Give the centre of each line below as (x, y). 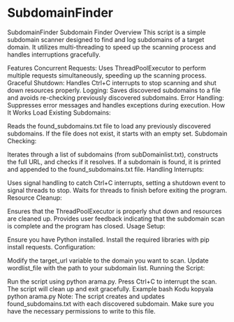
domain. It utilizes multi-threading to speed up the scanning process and (112, 47)
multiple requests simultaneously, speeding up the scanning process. (107, 75)
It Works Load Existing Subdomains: (59, 112)
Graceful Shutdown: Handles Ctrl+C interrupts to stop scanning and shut (112, 82)
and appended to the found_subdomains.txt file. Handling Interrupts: (106, 169)
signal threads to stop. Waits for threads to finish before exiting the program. (117, 190)
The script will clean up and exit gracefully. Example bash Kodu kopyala (110, 288)
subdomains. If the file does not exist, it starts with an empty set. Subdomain (117, 133)
